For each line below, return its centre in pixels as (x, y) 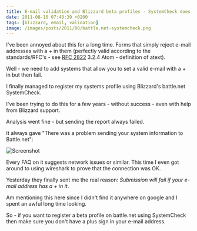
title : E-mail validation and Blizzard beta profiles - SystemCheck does (98, 11)
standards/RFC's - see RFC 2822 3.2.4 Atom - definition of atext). (86, 57)
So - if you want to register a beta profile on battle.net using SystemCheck (96, 215)
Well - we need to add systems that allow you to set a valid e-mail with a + (96, 69)
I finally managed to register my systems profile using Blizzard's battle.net (96, 87)
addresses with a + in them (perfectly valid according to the (79, 51)
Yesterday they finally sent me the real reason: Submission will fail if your (95, 180)
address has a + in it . (43, 186)
